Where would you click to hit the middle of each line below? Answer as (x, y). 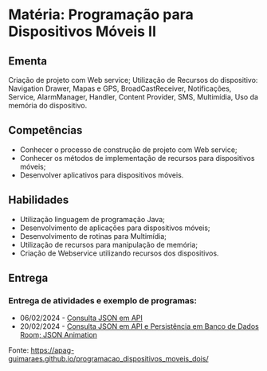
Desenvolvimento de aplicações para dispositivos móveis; (115, 228)
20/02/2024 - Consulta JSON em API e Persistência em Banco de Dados (139, 326)
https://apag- (52, 350)
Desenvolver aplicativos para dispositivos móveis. (102, 175)
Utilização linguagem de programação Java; (92, 219)
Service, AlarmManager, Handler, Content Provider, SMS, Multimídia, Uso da (133, 97)
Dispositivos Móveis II (82, 31)
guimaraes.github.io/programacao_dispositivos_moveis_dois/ (108, 359)
